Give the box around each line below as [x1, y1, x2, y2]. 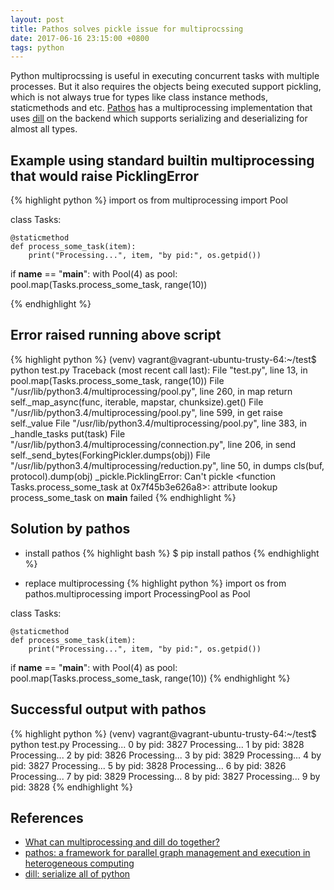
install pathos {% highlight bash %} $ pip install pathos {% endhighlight [24, 547, 320, 559]
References [10, 809, 84, 826]
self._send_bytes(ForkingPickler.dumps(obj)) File [10, 449, 211, 461]
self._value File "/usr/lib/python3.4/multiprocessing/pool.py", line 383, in [10, 417, 308, 429]
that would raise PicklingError [10, 167, 199, 185]
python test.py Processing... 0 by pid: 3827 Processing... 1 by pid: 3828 [10, 738, 305, 750]
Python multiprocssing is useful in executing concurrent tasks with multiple [10, 70, 320, 82]
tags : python [10, 42, 65, 53]
